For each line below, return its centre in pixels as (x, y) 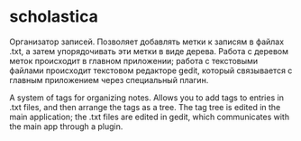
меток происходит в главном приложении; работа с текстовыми (134, 61)
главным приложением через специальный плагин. (109, 80)
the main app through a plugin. (66, 126)
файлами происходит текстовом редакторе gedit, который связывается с (151, 70)
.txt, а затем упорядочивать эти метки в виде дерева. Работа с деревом (149, 51)
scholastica (54, 17)
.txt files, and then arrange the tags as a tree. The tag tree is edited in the (145, 107)
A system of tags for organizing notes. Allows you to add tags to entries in (146, 98)
